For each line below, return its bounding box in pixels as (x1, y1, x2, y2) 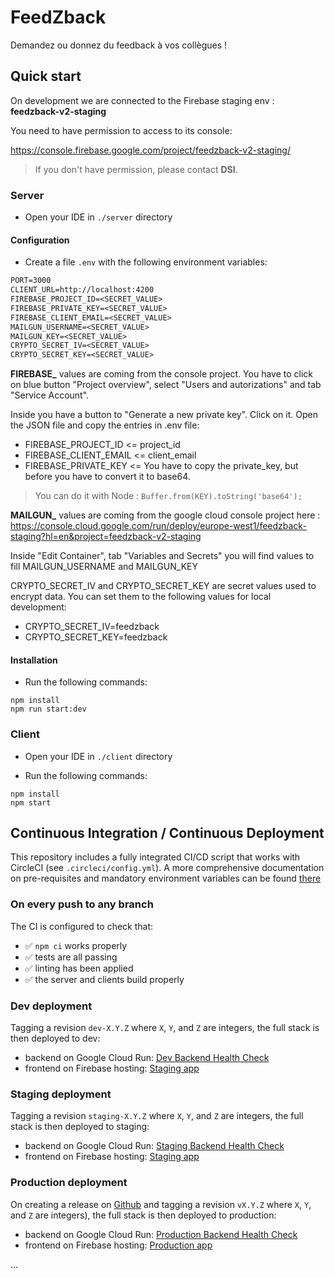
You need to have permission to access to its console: (10, 124, 233, 136)
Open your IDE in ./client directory (24, 750, 173, 762)
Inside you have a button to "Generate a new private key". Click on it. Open (10, 409, 318, 421)
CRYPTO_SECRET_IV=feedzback (24, 621, 160, 633)
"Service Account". (10, 389, 90, 401)
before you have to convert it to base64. (24, 471, 191, 483)
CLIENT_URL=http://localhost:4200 (10, 285, 155, 295)
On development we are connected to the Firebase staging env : (10, 94, 275, 106)
